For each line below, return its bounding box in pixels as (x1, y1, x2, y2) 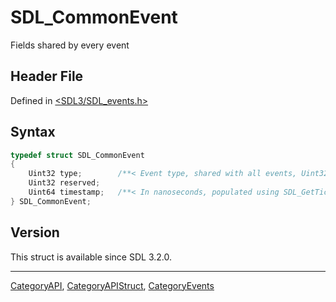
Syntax (10, 124, 56, 141)
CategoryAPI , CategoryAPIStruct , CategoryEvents (10, 279, 215, 291)
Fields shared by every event (10, 39, 130, 51)
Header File (10, 68, 84, 85)
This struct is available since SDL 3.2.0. (10, 251, 172, 263)
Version (10, 224, 60, 241)
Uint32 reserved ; (28, 178, 101, 188)
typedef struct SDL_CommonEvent (10, 150, 145, 160)
